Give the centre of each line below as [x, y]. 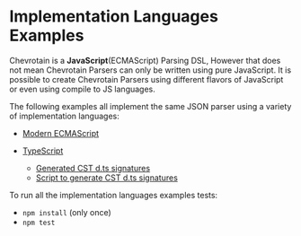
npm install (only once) [67, 212]
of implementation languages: [64, 116]
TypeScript [43, 151]
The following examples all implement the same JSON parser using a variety [150, 106]
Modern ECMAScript [61, 133]
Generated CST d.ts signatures [93, 168]
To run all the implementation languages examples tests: [114, 195]
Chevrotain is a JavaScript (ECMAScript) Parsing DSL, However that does [145, 60]
